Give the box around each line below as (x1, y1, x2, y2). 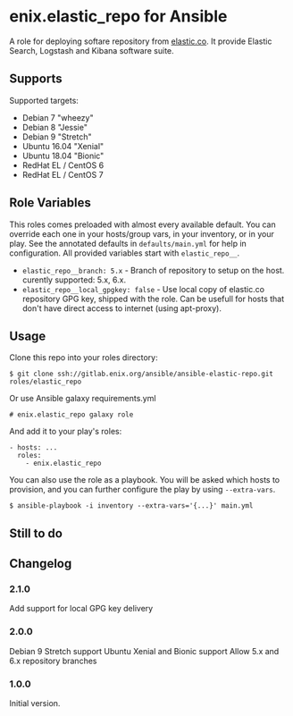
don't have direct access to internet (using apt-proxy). (21, 302, 222, 314)
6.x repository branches (9, 655, 97, 666)
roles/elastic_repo (9, 377, 82, 386)
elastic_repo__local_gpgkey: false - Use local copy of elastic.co (21, 283, 265, 294)
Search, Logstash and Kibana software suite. (9, 45, 174, 55)
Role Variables (9, 195, 91, 211)
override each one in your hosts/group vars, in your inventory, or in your (9, 228, 274, 239)
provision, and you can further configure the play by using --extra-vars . (9, 484, 276, 495)
